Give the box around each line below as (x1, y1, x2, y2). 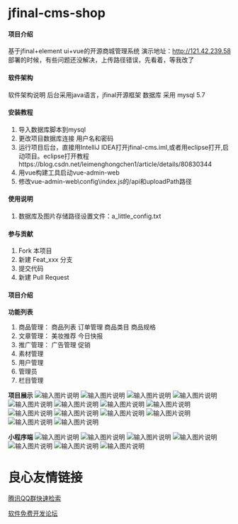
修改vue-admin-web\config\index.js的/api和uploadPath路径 (18, 177, 192, 185)
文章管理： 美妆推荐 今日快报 (18, 332, 103, 340)
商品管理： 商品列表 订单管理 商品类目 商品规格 (18, 323, 157, 332)
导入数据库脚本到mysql (18, 125, 86, 133)
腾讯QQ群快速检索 (8, 494, 62, 503)
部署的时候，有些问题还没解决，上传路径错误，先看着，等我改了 (8, 55, 194, 65)
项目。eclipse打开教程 (24, 151, 89, 160)
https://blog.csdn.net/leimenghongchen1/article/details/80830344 (18, 160, 212, 168)
